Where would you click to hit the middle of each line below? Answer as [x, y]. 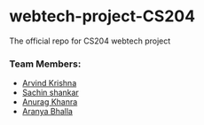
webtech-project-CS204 [102, 16]
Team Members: [45, 64]
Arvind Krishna [49, 83]
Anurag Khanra [50, 102]
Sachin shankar [51, 93]
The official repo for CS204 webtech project [90, 41]
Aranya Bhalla [47, 112]
